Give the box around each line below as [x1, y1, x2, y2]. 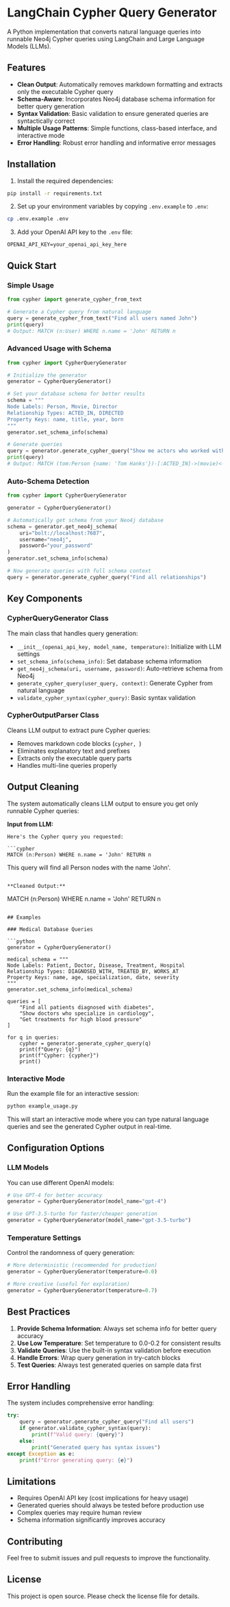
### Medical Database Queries [7, 926, 94, 932]
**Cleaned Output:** [7, 882, 66, 889]
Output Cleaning [7, 781, 79, 793]
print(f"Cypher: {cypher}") [19, 1052, 99, 1059]
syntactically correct [16, 117, 75, 125]
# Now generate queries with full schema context [7, 567, 152, 574]
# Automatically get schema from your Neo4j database [7, 517, 164, 524]
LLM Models [7, 1163, 49, 1173]
